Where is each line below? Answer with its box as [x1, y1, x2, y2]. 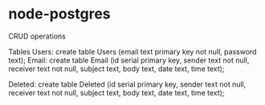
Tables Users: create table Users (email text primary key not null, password [8, 46, 257, 56]
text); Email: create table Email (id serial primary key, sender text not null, [8, 55, 250, 65]
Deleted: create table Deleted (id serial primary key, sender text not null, [8, 79, 247, 89]
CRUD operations [8, 31, 66, 41]
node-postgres [8, 5, 111, 23]
